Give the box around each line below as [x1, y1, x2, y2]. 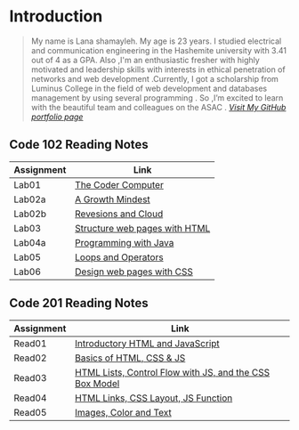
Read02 [13, 352, 47, 364]
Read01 [13, 337, 47, 349]
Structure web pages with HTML [75, 222, 211, 234]
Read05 [13, 406, 47, 418]
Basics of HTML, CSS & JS [75, 352, 186, 364]
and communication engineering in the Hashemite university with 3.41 [30, 45, 287, 55]
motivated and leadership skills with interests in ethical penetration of [30, 64, 287, 75]
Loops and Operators [75, 251, 164, 264]
